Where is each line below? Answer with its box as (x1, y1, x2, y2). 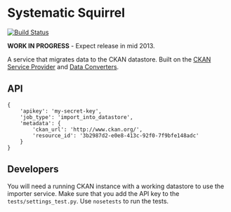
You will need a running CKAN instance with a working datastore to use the (7, 182, 225, 190)
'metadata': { (20, 120, 61, 127)
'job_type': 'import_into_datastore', (20, 113, 133, 120)
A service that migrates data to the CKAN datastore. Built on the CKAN (7, 55, 211, 64)
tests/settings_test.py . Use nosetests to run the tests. (7, 197, 169, 205)
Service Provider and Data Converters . (7, 62, 119, 71)
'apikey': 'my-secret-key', (20, 107, 102, 115)
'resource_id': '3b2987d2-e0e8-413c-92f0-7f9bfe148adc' (32, 132, 199, 139)
